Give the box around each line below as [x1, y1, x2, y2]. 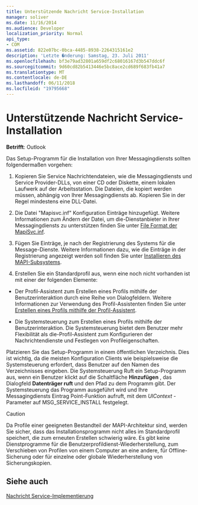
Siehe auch [6, 477, 48, 487]
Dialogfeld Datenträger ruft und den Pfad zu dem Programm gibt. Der [6, 379, 176, 387]
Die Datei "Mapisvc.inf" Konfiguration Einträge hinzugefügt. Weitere [14, 209, 180, 216]
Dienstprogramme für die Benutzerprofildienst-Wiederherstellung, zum [6, 440, 178, 448]
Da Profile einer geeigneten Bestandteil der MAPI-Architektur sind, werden [6, 422, 187, 429]
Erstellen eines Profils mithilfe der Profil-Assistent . [14, 306, 137, 314]
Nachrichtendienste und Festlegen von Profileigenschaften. [14, 337, 160, 344]
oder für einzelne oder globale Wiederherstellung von [32, 453, 163, 460]
